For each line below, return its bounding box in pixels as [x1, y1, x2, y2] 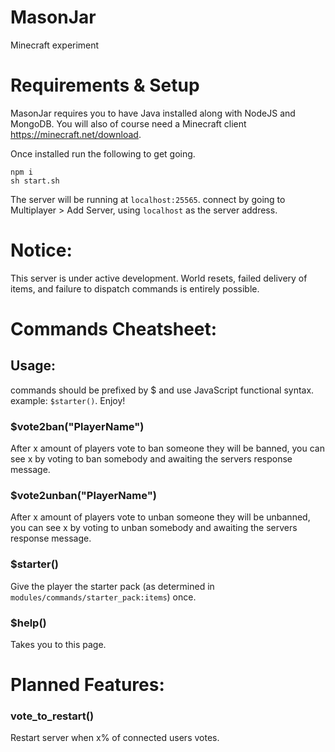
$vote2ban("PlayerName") [10, 419, 145, 433]
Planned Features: [10, 674, 165, 696]
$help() [10, 616, 47, 630]
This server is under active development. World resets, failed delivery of [10, 272, 308, 284]
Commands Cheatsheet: [10, 318, 218, 340]
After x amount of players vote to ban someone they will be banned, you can [10, 442, 325, 455]
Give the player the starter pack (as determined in [10, 580, 215, 592]
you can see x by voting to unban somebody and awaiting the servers [10, 522, 298, 534]
